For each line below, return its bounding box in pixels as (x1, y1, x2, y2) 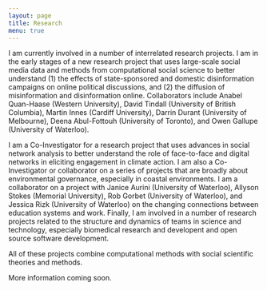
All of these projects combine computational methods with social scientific (8, 249, 253, 259)
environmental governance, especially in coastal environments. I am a (8, 174, 238, 184)
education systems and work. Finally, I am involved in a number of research (8, 209, 257, 218)
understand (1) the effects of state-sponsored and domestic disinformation (8, 73, 254, 84)
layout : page (8, 11, 52, 20)
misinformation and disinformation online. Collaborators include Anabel (8, 91, 242, 101)
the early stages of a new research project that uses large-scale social (8, 57, 241, 66)
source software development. (8, 233, 110, 244)
